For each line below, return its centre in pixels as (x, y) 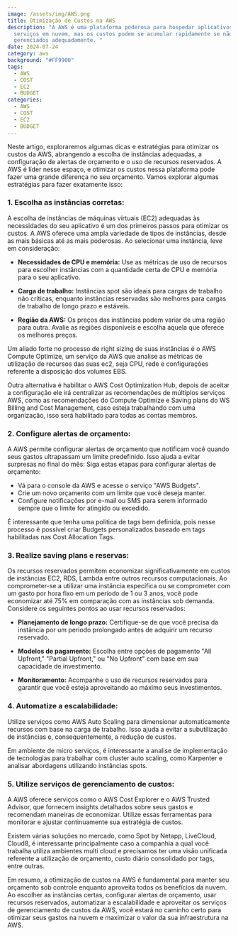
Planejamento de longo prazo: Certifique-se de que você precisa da (118, 622)
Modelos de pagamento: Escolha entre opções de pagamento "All (114, 652)
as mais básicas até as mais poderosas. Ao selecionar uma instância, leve (115, 240)
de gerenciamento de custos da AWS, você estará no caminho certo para (114, 909)
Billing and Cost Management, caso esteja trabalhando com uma (102, 407)
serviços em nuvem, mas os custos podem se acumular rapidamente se (117, 34)
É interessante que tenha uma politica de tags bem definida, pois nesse (112, 522)
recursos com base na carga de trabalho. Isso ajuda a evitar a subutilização (118, 729)
